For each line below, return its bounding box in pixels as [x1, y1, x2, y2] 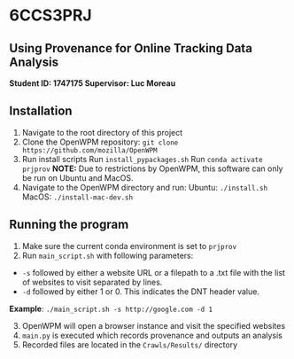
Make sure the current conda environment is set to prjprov [21, 240, 237, 251]
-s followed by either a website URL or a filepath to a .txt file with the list [21, 267, 286, 277]
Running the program [9, 217, 129, 232]
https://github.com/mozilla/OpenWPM [21, 145, 158, 155]
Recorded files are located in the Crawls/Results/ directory [21, 339, 238, 350]
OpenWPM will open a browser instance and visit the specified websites [21, 320, 286, 331]
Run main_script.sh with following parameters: [21, 250, 194, 261]
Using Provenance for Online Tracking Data [9, 41, 252, 56]
